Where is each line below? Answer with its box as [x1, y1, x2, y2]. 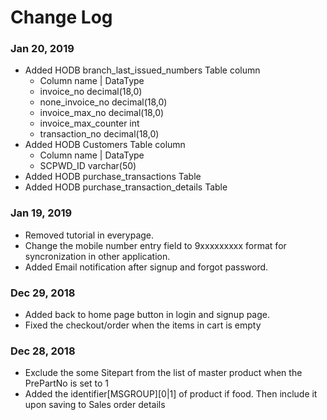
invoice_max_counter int [39, 117, 140, 130]
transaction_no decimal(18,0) [39, 128, 160, 140]
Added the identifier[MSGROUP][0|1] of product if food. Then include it [24, 388, 318, 400]
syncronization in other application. [24, 250, 171, 262]
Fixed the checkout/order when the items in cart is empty [24, 319, 262, 331]
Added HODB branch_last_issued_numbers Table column [24, 64, 261, 76]
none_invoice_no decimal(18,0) [39, 96, 168, 108]
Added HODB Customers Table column [24, 139, 186, 151]
